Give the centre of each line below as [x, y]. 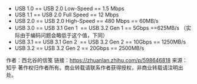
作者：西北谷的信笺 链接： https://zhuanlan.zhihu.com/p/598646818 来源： [97, 60]
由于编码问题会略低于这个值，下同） [64, 35]
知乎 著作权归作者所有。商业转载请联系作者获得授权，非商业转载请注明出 [95, 68]
